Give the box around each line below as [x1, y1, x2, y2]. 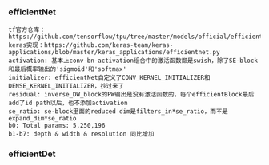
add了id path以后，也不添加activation [8, 99, 128, 108]
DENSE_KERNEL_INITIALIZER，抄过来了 [8, 82, 125, 90]
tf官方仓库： [8, 26, 46, 34]
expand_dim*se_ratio [8, 115, 78, 123]
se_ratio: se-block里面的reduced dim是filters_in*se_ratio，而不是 [8, 108, 228, 116]
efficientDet [8, 148, 56, 159]
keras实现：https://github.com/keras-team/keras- [8, 41, 174, 49]
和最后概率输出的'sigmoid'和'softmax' [8, 65, 126, 73]
